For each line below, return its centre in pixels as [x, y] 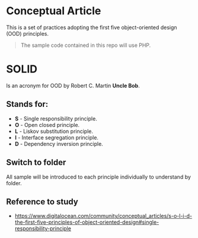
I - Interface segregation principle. [57, 137]
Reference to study [42, 201]
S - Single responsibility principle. [56, 118]
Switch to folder [36, 162]
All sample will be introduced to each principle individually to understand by [99, 177]
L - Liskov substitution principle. [54, 131]
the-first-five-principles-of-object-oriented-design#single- [87, 222]
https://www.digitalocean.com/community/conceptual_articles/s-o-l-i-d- [103, 216]
